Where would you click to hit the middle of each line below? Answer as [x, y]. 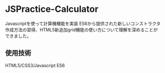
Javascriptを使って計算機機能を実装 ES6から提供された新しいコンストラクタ [83, 23]
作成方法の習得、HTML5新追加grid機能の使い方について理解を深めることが [82, 30]
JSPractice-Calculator [52, 9]
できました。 [18, 36]
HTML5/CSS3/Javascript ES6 [35, 65]
